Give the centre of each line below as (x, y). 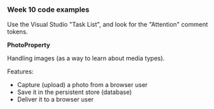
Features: (21, 72)
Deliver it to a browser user (55, 99)
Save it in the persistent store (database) (74, 92)
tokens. (18, 32)
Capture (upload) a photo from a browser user (82, 85)
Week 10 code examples (48, 10)
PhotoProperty (28, 45)
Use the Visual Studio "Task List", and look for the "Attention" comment (107, 25)
